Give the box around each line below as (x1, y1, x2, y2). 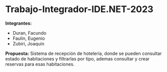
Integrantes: (5, 20, 32, 26)
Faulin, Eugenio (12, 35, 45, 41)
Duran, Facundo (12, 30, 47, 36)
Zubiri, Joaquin (12, 40, 45, 46)
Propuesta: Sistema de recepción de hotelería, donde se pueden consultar (5, 50, 162, 56)
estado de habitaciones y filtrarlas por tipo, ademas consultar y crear (5, 55, 150, 61)
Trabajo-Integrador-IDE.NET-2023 (5, 4, 154, 15)
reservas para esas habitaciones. (5, 61, 75, 67)
